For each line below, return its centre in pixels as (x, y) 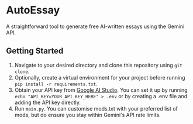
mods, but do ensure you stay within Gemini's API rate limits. (87, 115)
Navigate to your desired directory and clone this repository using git (98, 65)
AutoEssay (33, 10)
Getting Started (35, 51)
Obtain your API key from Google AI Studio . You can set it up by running (101, 90)
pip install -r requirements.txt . (56, 84)
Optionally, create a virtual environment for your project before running (100, 77)
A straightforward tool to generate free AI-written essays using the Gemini (95, 26)
